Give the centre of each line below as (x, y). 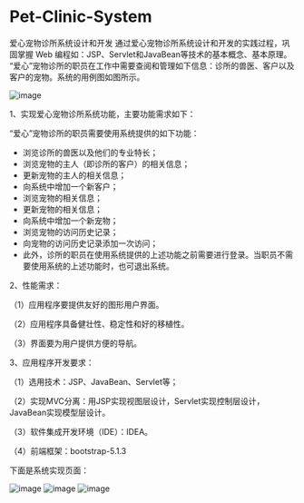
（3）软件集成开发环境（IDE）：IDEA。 (81, 431)
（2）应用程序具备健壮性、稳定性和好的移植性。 (99, 323)
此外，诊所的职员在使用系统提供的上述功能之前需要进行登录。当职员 (150, 254)
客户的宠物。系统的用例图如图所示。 (77, 77)
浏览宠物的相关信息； (62, 198)
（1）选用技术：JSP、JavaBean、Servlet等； (94, 381)
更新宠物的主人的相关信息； (74, 175)
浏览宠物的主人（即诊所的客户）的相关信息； (106, 163)
